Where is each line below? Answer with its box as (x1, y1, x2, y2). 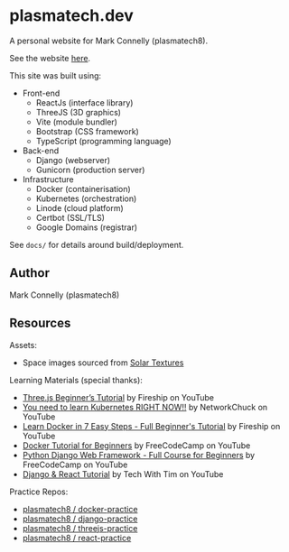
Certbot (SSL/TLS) (35, 212, 106, 223)
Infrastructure (22, 173, 74, 185)
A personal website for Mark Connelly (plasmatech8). (9, 35, 209, 46)
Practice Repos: (9, 486, 69, 497)
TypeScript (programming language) (35, 135, 172, 146)
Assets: (9, 339, 38, 350)
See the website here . (9, 52, 91, 63)
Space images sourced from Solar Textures (22, 357, 184, 368)
